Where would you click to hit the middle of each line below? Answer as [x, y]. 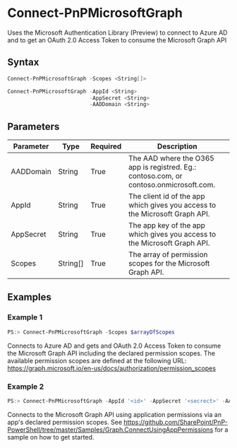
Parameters [34, 126]
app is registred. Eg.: [162, 167]
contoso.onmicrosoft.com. [172, 185]
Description [177, 146]
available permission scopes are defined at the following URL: [97, 360]
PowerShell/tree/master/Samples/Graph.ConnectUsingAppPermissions [110, 430]
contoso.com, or [155, 176]
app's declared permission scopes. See [65, 422]
